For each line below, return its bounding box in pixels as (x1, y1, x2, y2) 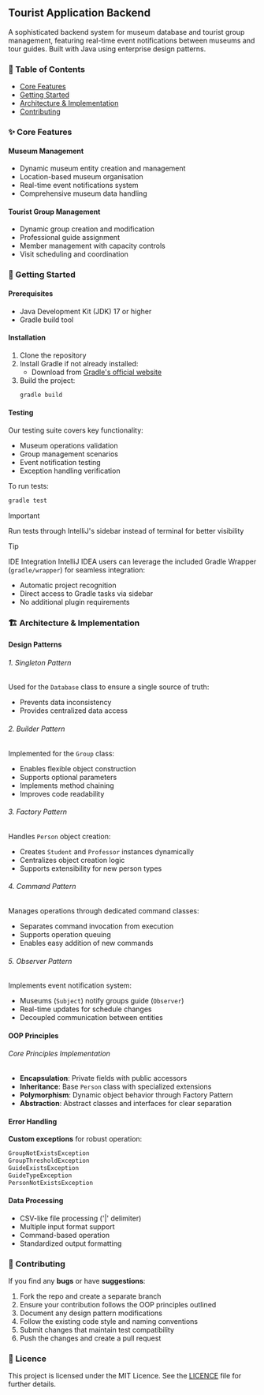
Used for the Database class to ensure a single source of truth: (8, 682, 210, 692)
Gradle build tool (19, 315, 74, 324)
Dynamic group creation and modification (19, 224, 155, 234)
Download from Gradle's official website (31, 367, 162, 377)
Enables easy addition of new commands (19, 939, 154, 948)
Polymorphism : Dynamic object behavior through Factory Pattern (19, 1090, 234, 1100)
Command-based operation (19, 1230, 110, 1239)
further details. (8, 1379, 57, 1389)
